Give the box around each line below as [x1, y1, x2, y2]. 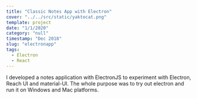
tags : [6, 47, 19, 53]
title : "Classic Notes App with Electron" [6, 8, 112, 15]
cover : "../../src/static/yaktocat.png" [6, 14, 107, 20]
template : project [6, 19, 51, 25]
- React [11, 57, 31, 63]
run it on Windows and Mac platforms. [6, 86, 99, 93]
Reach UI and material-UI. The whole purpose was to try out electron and [6, 80, 185, 87]
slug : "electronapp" [6, 42, 57, 47]
